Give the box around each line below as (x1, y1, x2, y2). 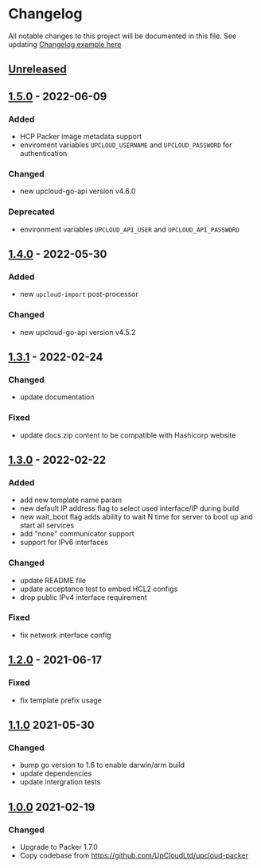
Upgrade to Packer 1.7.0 (19, 842, 98, 851)
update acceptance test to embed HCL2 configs (19, 584, 178, 594)
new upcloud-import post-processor (19, 290, 139, 299)
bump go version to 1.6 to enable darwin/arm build (19, 761, 185, 770)
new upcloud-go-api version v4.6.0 (19, 186, 136, 196)
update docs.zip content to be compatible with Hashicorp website (19, 430, 236, 440)
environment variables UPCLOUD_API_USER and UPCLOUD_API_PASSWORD (19, 224, 240, 234)
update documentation (19, 392, 95, 402)
